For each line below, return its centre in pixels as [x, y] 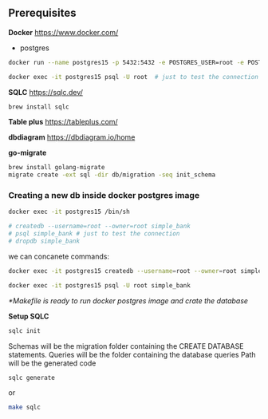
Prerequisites [42, 13]
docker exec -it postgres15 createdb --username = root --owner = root [123, 271]
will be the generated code [52, 363]
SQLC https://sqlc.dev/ [46, 92]
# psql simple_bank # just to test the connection [94, 234]
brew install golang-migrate [57, 168]
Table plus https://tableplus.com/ [63, 122]
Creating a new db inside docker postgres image [104, 196]
